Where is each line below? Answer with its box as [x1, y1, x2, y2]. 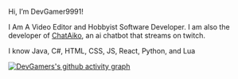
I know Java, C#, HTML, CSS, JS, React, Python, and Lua [8, 46, 196, 55]
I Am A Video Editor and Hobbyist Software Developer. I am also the [8, 22, 230, 31]
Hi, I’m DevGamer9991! [8, 7, 84, 16]
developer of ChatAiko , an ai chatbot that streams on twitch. [8, 31, 205, 40]
